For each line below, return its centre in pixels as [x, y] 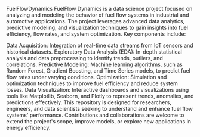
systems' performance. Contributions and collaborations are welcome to [95, 115]
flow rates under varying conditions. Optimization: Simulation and [87, 77]
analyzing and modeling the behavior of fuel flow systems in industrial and [98, 15]
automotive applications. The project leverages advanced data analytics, [96, 21]
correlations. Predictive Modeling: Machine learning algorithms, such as [95, 64]
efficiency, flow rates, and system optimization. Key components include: [96, 34]
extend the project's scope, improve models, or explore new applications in [99, 121]
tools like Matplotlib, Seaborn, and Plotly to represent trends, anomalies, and [100, 96]
